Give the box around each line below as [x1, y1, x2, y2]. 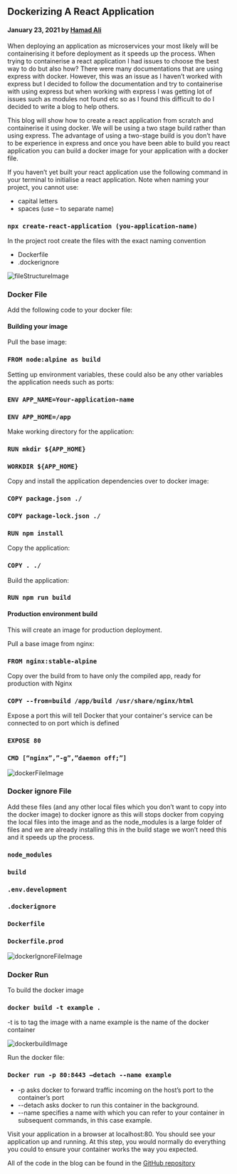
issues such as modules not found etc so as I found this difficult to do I [7, 94, 215, 103]
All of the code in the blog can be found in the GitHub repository [7, 1158, 196, 1167]
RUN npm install [7, 529, 64, 537]
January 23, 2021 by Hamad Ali [7, 25, 102, 34]
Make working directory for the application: [7, 427, 135, 436]
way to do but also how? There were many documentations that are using [7, 64, 223, 73]
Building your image [7, 322, 68, 330]
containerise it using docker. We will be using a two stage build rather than [7, 123, 226, 132]
